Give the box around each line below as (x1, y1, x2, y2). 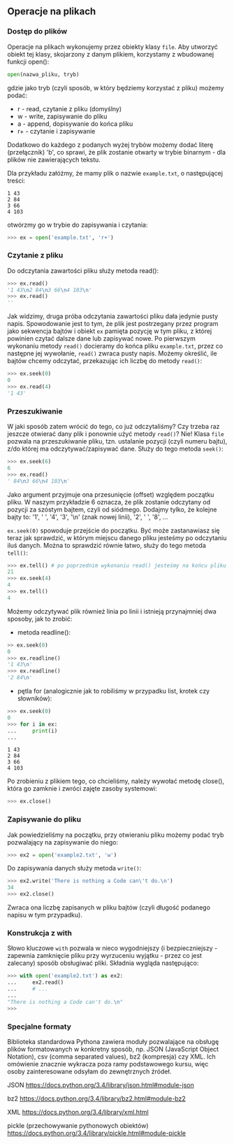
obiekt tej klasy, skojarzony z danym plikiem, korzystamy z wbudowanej (7, 50, 214, 58)
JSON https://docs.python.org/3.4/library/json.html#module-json (7, 1080, 194, 1089)
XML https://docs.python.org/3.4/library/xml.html (7, 1108, 149, 1116)
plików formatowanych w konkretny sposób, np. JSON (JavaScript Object (7, 1045, 219, 1053)
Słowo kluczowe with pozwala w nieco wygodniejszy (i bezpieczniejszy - (7, 944, 218, 952)
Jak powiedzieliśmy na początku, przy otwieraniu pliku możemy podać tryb (7, 831, 224, 839)
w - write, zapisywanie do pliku (17, 112, 108, 120)
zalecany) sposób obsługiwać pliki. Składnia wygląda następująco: (7, 959, 199, 968)
